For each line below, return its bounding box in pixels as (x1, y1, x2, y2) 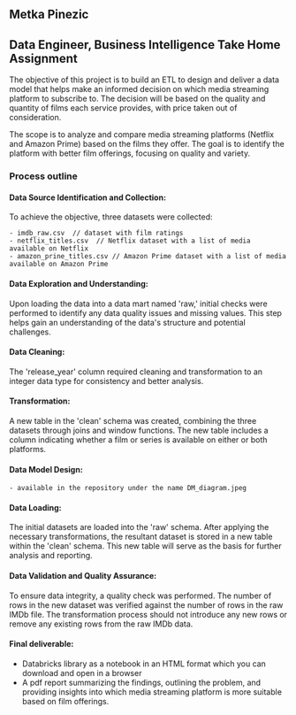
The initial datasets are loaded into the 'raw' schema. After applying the (9, 522, 269, 533)
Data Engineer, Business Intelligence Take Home (9, 37, 281, 52)
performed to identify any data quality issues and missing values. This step (9, 307, 283, 318)
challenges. (9, 327, 51, 337)
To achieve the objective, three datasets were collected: (9, 211, 214, 222)
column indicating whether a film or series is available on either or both (9, 434, 268, 445)
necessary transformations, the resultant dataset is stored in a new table (9, 531, 273, 542)
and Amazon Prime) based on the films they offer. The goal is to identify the (9, 139, 285, 150)
